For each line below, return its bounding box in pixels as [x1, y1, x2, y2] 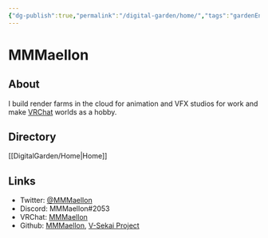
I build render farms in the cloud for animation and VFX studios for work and [8, 99, 258, 108]
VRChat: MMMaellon [19, 213, 88, 222]
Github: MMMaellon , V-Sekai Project [19, 220, 140, 231]
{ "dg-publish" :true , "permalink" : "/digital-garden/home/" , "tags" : [8, 11, 230, 20]
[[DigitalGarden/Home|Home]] [8, 151, 108, 161]
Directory [8, 131, 57, 144]
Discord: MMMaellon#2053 [19, 204, 110, 213]
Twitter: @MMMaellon [19, 196, 93, 205]
